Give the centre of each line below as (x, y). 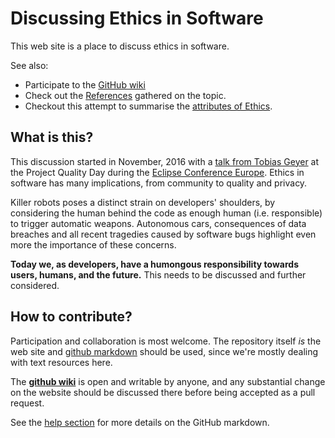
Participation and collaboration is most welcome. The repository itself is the (166, 341)
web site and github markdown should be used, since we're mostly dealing (164, 351)
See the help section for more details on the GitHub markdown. (140, 422)
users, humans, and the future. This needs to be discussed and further (158, 274)
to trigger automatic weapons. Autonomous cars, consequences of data (158, 223)
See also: (29, 65)
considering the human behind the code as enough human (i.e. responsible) (166, 213)
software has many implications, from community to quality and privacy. (159, 183)
